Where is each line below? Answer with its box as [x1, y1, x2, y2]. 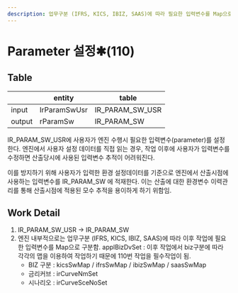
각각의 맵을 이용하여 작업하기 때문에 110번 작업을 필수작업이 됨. [17, 252, 191, 260]
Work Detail [7, 207, 60, 219]
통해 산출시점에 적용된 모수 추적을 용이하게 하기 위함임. [20, 186, 172, 194]
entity [53, 93, 74, 103]
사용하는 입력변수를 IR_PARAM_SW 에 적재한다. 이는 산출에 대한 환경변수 [7, 177, 210, 185]
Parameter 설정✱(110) [7, 43, 135, 59]
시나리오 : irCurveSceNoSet [28, 278, 108, 287]
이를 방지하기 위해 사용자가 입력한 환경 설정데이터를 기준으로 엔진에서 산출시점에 [7, 168, 229, 177]
